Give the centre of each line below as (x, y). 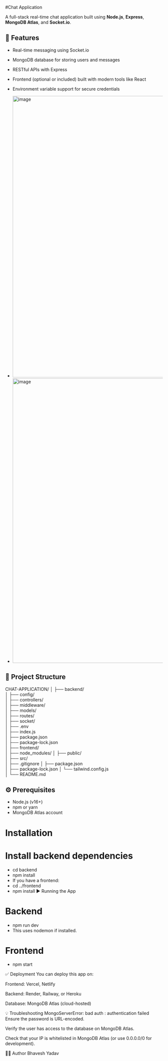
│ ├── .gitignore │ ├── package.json (44, 763)
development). (20, 1043)
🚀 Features (22, 38)
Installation (29, 833)
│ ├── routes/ (20, 715)
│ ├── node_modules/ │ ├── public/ (43, 753)
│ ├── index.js (20, 731)
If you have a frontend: (36, 880)
